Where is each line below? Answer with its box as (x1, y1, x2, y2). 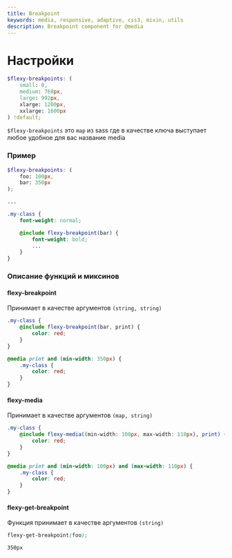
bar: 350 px (19, 179, 51, 186)
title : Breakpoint (7, 10, 60, 17)
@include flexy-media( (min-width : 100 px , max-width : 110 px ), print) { (19, 431, 227, 438)
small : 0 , (19, 82, 48, 89)
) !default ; (7, 114, 41, 121)
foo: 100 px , (19, 173, 54, 180)
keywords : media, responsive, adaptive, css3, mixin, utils (7, 17, 184, 23)
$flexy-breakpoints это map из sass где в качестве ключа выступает (7, 126, 207, 134)
